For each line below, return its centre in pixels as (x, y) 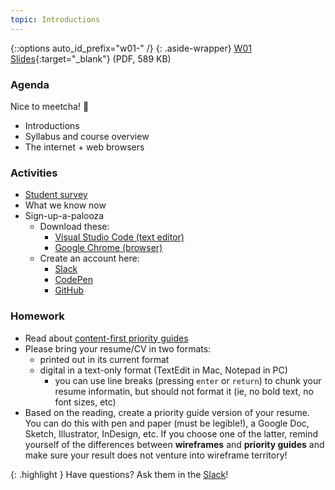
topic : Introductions (55, 19)
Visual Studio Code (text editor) (119, 237)
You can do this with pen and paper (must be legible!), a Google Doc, (167, 423)
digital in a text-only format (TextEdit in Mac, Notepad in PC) (163, 370)
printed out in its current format (104, 359)
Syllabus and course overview (87, 136)
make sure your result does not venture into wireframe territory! (156, 455)
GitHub (69, 290)
